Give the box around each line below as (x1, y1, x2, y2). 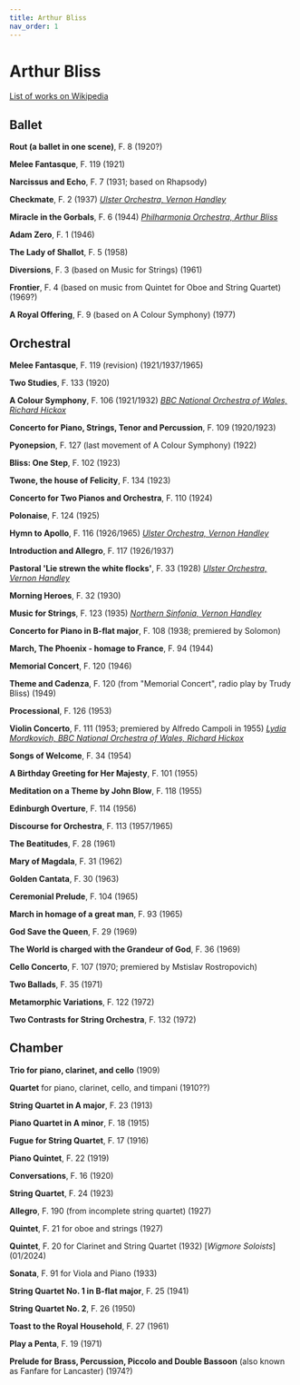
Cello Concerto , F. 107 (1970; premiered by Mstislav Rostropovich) (9, 962, 258, 973)
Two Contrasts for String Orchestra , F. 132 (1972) (9, 1014, 197, 1025)
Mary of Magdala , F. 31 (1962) (9, 856, 123, 867)
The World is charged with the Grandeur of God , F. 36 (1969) (9, 944, 241, 955)
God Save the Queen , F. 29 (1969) (9, 926, 138, 937)
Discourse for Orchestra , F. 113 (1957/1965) (9, 821, 174, 832)
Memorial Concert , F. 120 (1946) (9, 660, 132, 672)
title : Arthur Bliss (9, 13, 88, 23)
